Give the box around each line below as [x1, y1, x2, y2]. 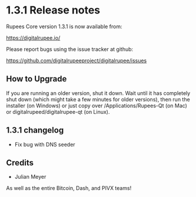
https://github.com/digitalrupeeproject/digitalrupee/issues [6, 57, 147, 64]
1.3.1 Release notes [6, 4, 101, 17]
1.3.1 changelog [6, 125, 64, 135]
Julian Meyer [14, 174, 46, 181]
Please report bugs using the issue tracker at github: [6, 45, 134, 53]
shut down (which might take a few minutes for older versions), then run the [6, 96, 190, 103]
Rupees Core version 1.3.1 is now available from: [6, 23, 122, 30]
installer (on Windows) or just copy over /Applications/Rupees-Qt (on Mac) [6, 102, 187, 109]
